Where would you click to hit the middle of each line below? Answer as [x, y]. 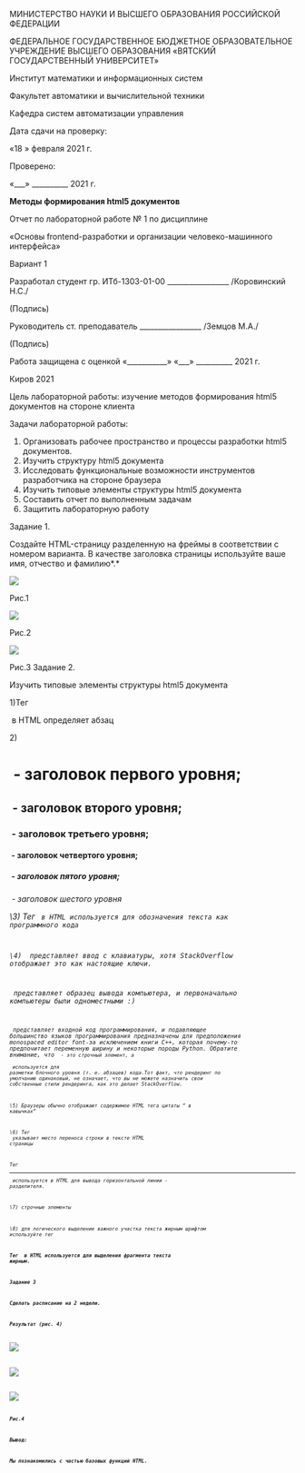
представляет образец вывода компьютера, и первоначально [125, 993]
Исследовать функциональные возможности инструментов [139, 470]
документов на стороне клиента [72, 406]
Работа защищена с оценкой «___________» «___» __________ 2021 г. [135, 361]
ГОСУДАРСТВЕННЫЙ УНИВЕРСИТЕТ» [84, 60]
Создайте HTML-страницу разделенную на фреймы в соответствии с [144, 544]
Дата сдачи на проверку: [58, 131]
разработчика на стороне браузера [92, 480]
